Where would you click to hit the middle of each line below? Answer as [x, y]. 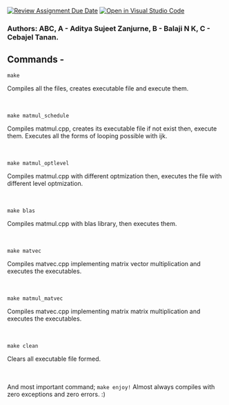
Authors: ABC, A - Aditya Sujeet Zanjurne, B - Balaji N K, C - [109, 28]
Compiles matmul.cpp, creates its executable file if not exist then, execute [112, 129]
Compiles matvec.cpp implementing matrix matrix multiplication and [104, 311]
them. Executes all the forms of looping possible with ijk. [87, 135]
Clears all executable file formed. [54, 359]
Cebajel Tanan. [33, 37]
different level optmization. [45, 183]
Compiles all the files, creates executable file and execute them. [98, 88]
